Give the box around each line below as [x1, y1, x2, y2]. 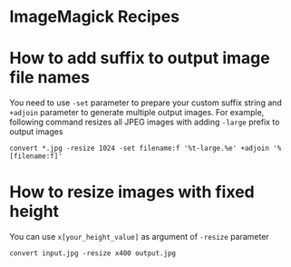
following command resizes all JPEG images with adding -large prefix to [9, 116, 280, 128]
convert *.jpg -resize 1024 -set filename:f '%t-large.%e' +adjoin [9, 143, 270, 153]
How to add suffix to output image [9, 48, 270, 69]
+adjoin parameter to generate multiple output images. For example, [9, 107, 265, 118]
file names [9, 67, 91, 88]
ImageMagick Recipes [9, 6, 179, 27]
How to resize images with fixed [9, 182, 256, 203]
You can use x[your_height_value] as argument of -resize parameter [9, 232, 269, 242]
